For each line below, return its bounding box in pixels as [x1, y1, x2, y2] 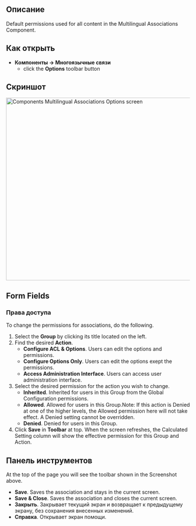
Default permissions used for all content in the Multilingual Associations [6, 20, 178, 27]
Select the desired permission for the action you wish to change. [14, 383, 170, 390]
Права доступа [6, 308, 51, 316]
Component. [6, 26, 36, 33]
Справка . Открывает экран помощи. [14, 513, 107, 520]
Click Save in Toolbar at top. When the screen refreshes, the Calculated [14, 426, 188, 433]
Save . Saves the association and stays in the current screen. [14, 488, 160, 496]
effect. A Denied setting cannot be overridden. [23, 414, 135, 421]
